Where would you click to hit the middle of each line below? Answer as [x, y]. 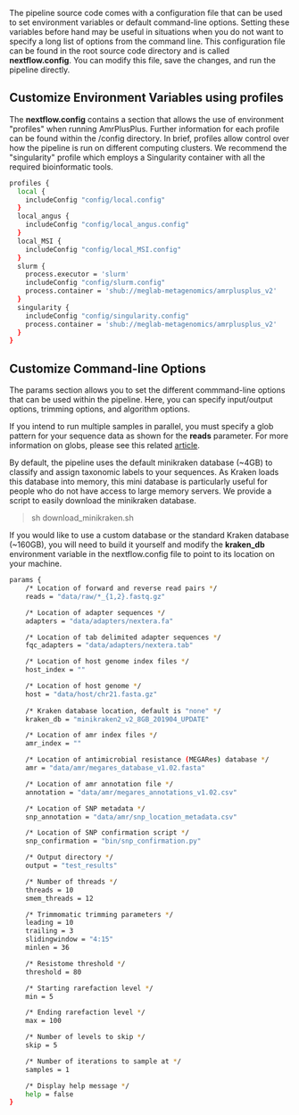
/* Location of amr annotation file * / [100, 784]
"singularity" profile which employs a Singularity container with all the [137, 157]
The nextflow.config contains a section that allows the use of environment [146, 119]
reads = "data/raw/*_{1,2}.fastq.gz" [96, 596]
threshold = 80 [54, 972]
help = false [50, 1094]
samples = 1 [47, 1069]
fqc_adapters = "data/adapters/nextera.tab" [109, 645]
